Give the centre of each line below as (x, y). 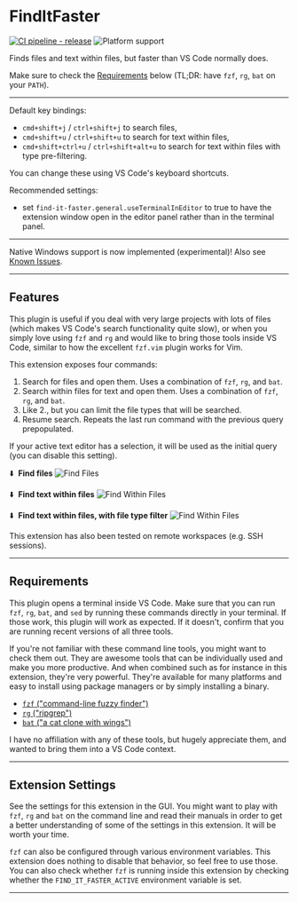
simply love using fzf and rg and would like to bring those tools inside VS (143, 337)
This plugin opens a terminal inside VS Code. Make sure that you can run (142, 603)
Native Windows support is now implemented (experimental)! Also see (137, 251)
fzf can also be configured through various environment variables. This (140, 852)
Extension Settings (63, 784)
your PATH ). (29, 84)
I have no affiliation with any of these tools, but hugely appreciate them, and (148, 740)
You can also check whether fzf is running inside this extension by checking (149, 871)
